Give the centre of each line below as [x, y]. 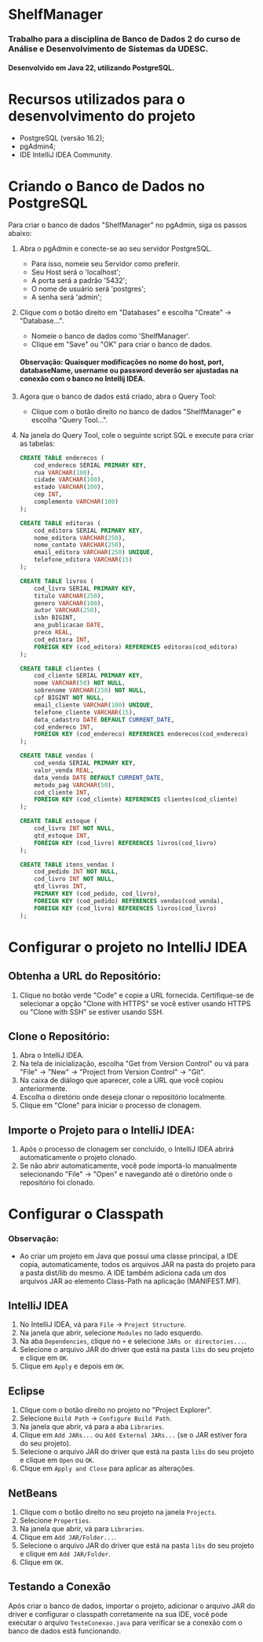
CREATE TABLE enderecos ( [62, 457]
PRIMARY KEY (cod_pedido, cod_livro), [97, 894]
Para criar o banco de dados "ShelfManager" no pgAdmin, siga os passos [128, 225]
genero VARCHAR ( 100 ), [69, 603]
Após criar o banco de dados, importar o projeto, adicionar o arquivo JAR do [131, 1606]
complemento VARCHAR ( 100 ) [77, 502]
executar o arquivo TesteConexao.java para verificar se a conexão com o [125, 1622]
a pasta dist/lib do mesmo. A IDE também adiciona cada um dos [123, 1273]
